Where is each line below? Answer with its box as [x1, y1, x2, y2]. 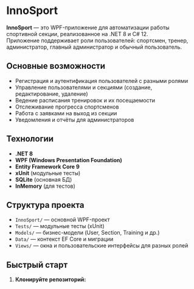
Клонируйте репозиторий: [15, 276, 86, 284]
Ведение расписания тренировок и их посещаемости [15, 96, 156, 104]
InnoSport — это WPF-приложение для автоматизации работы [6, 24, 170, 31]
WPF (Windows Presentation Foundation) [15, 156, 123, 163]
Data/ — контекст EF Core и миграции [15, 235, 114, 243]
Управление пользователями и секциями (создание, [15, 84, 153, 91]
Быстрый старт [6, 260, 68, 270]
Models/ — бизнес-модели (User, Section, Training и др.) [15, 229, 160, 237]
